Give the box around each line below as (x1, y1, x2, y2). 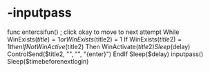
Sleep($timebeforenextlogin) (7, 57, 89, 65)
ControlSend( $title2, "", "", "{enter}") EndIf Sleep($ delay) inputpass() (7, 50, 204, 58)
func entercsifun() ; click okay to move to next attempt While (7, 28, 180, 36)
